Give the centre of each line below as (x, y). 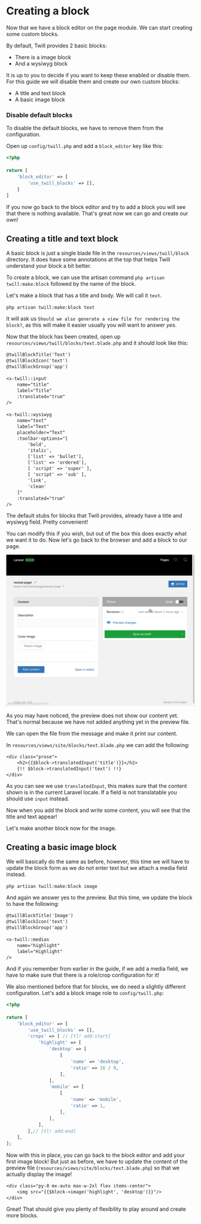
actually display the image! (39, 1174)
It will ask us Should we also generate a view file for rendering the (93, 319)
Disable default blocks (39, 115)
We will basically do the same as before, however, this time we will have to (98, 862)
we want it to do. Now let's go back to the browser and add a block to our (97, 540)
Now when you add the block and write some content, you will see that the (98, 811)
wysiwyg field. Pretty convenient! (47, 522)
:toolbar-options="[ (42, 439)
